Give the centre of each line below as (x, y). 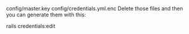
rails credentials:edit (31, 26)
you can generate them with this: (46, 15)
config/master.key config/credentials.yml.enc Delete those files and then (94, 8)
